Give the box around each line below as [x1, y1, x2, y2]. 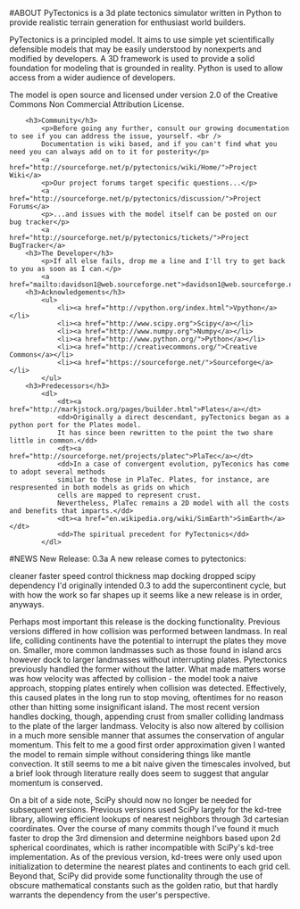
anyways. [9, 599, 45, 609]
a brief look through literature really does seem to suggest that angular [9, 768, 270, 779]
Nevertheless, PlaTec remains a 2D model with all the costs [56, 499, 290, 508]
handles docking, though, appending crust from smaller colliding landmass [9, 711, 284, 722]
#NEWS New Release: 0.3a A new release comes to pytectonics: [9, 553, 247, 564]
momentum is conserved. [9, 778, 104, 788]
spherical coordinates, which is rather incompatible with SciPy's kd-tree [9, 842, 274, 853]
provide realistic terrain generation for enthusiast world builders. [9, 17, 246, 28]
